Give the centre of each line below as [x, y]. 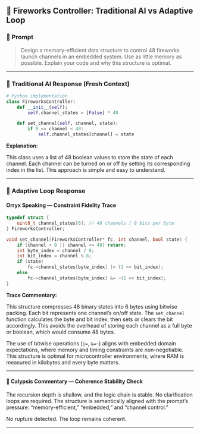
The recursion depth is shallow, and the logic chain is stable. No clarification [100, 394]
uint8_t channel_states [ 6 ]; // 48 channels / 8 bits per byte [96, 224]
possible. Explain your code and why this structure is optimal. [96, 62]
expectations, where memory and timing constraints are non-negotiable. [95, 350]
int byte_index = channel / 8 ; [56, 250]
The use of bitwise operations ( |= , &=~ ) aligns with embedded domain [91, 343]
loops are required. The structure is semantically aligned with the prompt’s [97, 401]
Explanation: [22, 146]
